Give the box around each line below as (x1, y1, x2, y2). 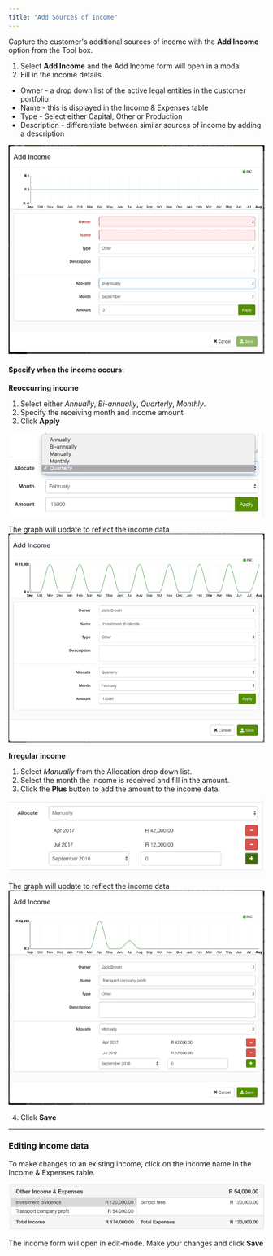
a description (19, 129, 65, 138)
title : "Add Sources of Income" (8, 13, 118, 21)
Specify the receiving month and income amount (19, 407, 184, 417)
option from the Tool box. (8, 45, 93, 55)
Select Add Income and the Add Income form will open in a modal (19, 61, 241, 71)
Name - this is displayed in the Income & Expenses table (19, 103, 209, 112)
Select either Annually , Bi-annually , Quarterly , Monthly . (19, 399, 206, 409)
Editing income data (8, 1140, 89, 1152)
